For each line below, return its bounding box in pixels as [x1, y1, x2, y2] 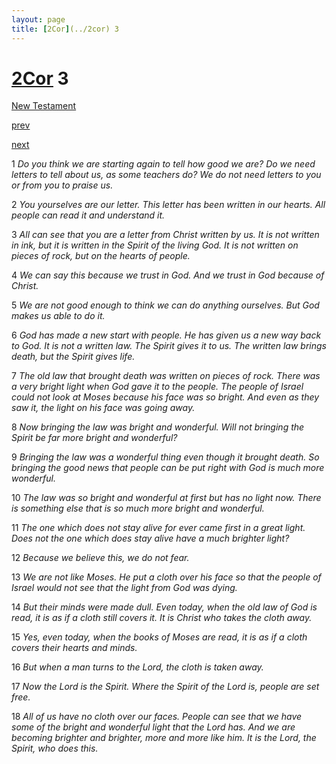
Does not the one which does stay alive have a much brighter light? [11, 532, 290, 545]
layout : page [11, 14, 66, 25]
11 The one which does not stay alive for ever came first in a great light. [11, 522, 306, 534]
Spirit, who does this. [11, 742, 99, 755]
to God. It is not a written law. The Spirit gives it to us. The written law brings [11, 340, 327, 352]
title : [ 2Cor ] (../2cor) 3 [11, 24, 119, 34]
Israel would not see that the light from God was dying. [11, 582, 238, 594]
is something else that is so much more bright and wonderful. [11, 502, 265, 515]
